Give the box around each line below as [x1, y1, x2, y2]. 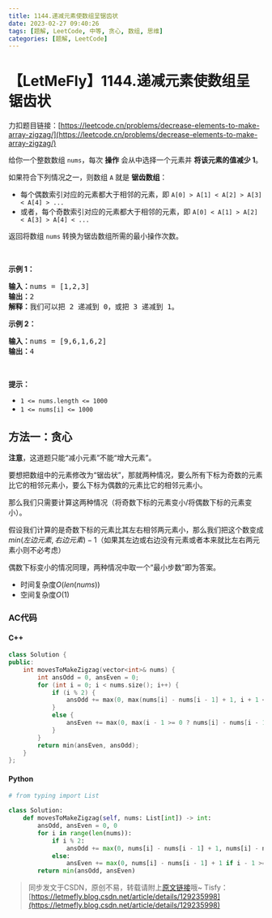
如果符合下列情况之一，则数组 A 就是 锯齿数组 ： [8, 172, 168, 183]
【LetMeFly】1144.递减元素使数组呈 [8, 72, 251, 90]
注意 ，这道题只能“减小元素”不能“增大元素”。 [8, 453, 156, 463]
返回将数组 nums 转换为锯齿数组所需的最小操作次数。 [8, 231, 184, 241]
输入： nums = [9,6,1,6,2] [8, 337, 107, 346]
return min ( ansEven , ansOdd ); [37, 741, 139, 749]
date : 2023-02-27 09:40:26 [8, 19, 100, 28]
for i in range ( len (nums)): [37, 829, 132, 837]
